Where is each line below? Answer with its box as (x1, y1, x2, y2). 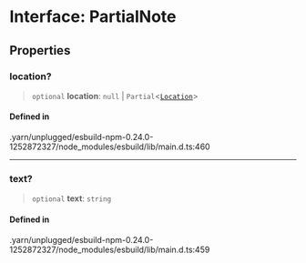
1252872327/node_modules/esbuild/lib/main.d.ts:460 (9, 141, 211, 152)
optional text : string (31, 193, 112, 204)
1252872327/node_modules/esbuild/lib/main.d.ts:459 (9, 244, 210, 255)
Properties (9, 43, 71, 58)
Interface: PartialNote (9, 6, 177, 27)
